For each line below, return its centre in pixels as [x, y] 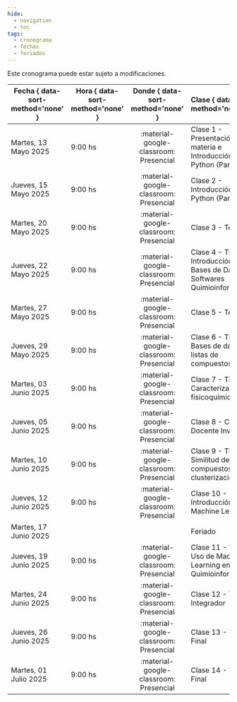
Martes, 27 [29, 308]
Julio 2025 [29, 679]
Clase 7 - [207, 379]
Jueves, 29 [29, 346]
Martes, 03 [29, 384]
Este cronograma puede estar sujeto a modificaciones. [87, 73]
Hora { [86, 90]
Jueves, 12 [29, 498]
